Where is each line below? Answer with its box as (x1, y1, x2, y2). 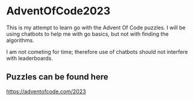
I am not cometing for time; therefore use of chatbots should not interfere (6, 48, 189, 55)
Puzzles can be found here (6, 72, 108, 82)
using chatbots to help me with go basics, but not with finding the (6, 30, 169, 37)
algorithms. (6, 36, 34, 44)
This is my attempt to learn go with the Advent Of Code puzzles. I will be (6, 24, 186, 31)
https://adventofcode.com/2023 (6, 88, 86, 95)
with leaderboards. (6, 54, 53, 62)
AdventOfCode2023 (6, 4, 111, 18)
